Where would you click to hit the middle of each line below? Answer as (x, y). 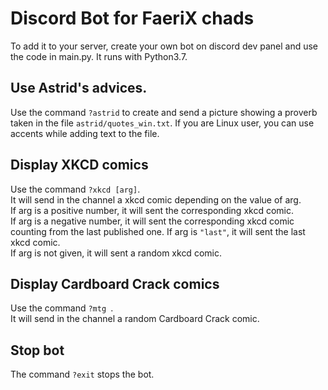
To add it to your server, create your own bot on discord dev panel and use (164, 46)
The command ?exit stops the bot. (82, 374)
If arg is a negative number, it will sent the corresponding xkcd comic (152, 221)
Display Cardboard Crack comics (115, 283)
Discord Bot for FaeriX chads (132, 18)
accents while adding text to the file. (85, 133)
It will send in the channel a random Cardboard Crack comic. (135, 319)
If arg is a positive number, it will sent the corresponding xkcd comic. (152, 210)
